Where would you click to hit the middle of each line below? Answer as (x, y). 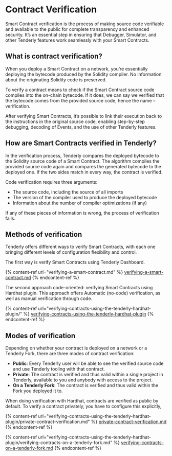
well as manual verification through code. (49, 299)
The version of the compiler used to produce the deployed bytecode (85, 197)
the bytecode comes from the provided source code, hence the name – (80, 100)
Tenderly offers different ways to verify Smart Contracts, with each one (80, 247)
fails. (10, 218)
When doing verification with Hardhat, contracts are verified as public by (82, 401)
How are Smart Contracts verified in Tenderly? (81, 143)
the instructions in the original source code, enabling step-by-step (75, 121)
